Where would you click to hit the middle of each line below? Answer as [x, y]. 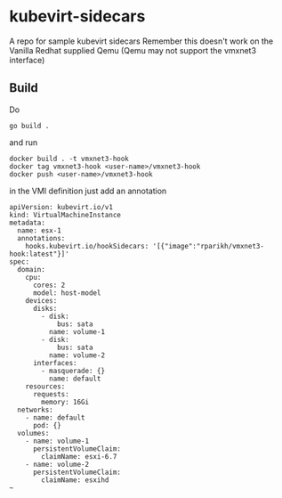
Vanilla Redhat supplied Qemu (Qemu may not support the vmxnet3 [133, 50]
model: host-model [67, 293]
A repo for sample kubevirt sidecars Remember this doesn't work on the [141, 41]
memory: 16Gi [65, 402]
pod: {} [47, 425]
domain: [32, 269]
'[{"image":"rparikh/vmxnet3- [209, 246]
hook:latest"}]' [39, 254]
